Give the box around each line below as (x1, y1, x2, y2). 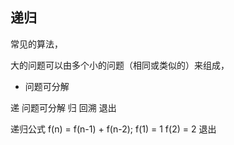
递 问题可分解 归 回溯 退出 (10, 101, 117, 113)
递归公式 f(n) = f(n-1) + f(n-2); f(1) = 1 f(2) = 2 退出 (10, 123, 217, 135)
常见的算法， (10, 38, 63, 50)
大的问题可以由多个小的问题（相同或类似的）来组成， (10, 59, 230, 71)
